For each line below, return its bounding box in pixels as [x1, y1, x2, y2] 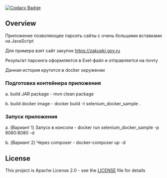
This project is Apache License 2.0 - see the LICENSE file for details [5, 167, 145, 173]
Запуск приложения [5, 113, 58, 120]
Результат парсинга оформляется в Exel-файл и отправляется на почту [5, 57, 158, 63]
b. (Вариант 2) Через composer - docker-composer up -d [5, 139, 126, 145]
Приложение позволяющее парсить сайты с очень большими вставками [5, 33, 162, 39]
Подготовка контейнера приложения [5, 79, 101, 86]
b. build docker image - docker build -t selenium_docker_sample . [5, 101, 141, 107]
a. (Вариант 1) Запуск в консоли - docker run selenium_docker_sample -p [5, 124, 159, 130]
